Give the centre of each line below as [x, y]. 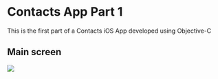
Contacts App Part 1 [65, 12]
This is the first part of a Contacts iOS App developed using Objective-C [109, 31]
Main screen [34, 52]
